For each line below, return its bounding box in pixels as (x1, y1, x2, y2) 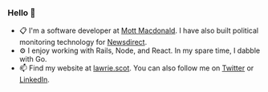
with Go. (18, 54, 47, 64)
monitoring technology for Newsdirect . (18, 38, 148, 47)
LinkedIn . (18, 75, 50, 85)
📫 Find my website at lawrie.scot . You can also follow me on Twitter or (18, 63, 254, 73)
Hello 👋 (7, 7, 36, 18)
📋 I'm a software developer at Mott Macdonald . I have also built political (18, 26, 258, 35)
